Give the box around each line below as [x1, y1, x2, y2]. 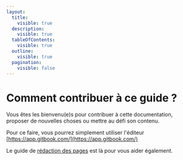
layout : [6, 8, 26, 15]
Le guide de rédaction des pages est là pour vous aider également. [6, 147, 173, 155]
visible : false [17, 65, 56, 71]
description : [11, 25, 45, 32]
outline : [11, 48, 34, 54]
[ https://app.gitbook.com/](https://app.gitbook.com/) [6, 135, 138, 142]
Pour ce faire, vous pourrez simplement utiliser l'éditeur [6, 129, 145, 136]
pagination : [11, 59, 42, 65]
